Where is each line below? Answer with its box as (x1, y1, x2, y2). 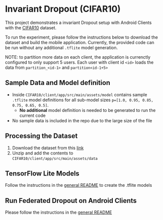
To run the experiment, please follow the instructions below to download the (5, 34, 158, 40)
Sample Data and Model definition (5, 79, 111, 87)
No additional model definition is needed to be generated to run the (19, 107, 156, 113)
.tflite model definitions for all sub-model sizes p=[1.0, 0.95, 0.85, (12, 97, 154, 103)
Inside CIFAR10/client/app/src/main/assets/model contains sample (12, 91, 147, 97)
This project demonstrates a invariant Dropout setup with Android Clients (5, 20, 152, 25)
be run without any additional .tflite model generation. (5, 44, 118, 50)
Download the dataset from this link (12, 145, 84, 151)
